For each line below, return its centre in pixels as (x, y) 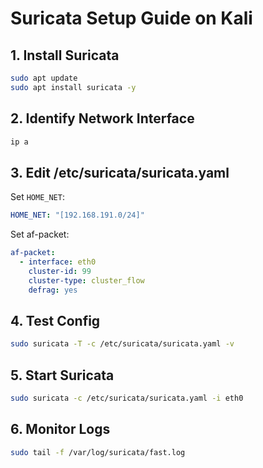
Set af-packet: (40, 234)
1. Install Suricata (65, 55)
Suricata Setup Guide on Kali (131, 18)
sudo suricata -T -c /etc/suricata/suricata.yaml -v (122, 344)
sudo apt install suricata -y (73, 87)
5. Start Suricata (62, 375)
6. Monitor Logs (60, 429)
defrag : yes (53, 290)
